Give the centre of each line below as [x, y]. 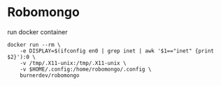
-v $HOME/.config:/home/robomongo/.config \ [86, 69]
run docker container [37, 31]
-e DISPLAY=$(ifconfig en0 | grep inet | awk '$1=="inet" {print [117, 51]
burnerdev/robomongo [50, 75]
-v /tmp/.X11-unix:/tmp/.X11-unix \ [73, 63]
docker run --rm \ [34, 45]
